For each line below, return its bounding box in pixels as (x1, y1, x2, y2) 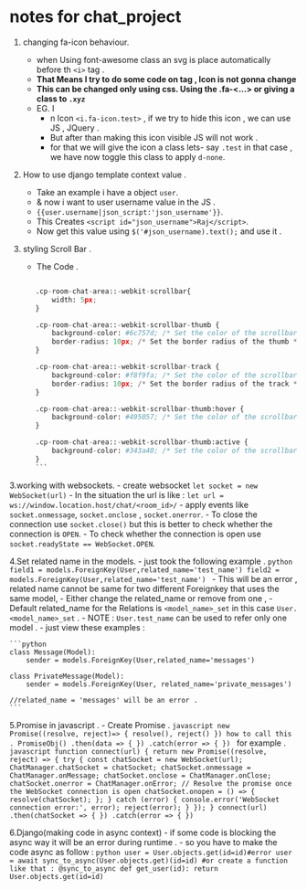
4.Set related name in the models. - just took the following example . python (9, 556, 293, 567)
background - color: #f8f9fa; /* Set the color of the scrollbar (51, 370, 298, 380)
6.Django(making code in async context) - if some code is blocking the (9, 827, 277, 838)
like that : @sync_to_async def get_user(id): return (9, 864, 219, 874)
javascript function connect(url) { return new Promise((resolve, (9, 747, 268, 756)
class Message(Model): (9, 647, 96, 657)
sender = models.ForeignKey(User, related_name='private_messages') (26, 679, 292, 689)
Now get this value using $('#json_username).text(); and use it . (36, 226, 282, 237)
